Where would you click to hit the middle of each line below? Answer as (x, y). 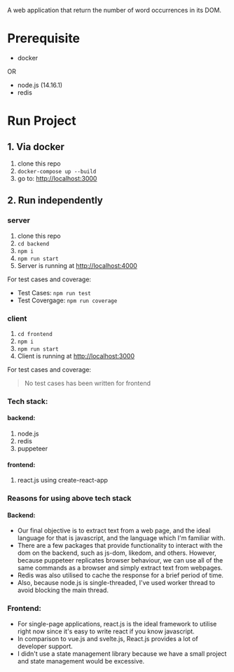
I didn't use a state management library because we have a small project (122, 653)
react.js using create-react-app (63, 481)
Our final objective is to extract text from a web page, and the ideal (114, 531)
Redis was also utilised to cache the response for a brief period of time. (121, 575)
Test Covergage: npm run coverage (67, 300)
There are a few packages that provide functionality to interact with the (120, 546)
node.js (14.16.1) (40, 85)
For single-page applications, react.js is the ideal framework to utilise (117, 624)
